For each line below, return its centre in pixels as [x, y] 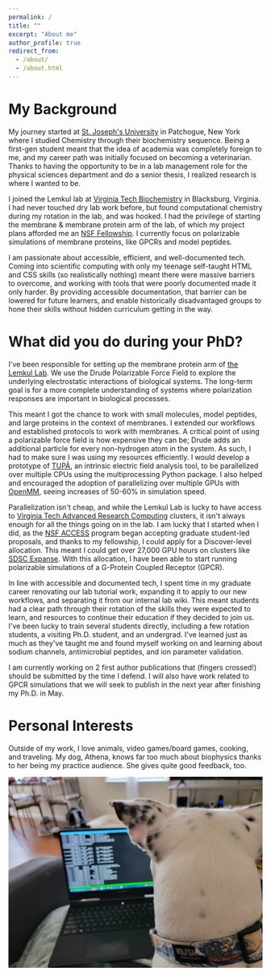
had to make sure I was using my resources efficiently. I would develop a [129, 457]
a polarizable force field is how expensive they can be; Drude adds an [124, 440]
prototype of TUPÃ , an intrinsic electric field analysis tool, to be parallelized [133, 466]
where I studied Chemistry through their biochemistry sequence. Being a [129, 140]
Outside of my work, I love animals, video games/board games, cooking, [128, 748]
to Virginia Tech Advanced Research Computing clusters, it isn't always [127, 515]
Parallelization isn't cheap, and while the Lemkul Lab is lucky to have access [135, 507]
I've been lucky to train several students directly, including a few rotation [129, 626]
